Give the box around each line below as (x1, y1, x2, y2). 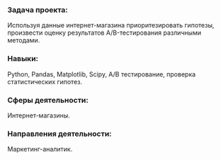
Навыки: (7, 54, 39, 64)
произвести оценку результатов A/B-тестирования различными (7, 28, 202, 37)
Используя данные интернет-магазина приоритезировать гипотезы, (7, 21, 215, 30)
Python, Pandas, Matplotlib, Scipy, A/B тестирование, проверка (7, 69, 196, 79)
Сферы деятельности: (7, 95, 89, 105)
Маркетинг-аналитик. (7, 145, 73, 154)
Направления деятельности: (7, 129, 112, 139)
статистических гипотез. (7, 77, 83, 86)
